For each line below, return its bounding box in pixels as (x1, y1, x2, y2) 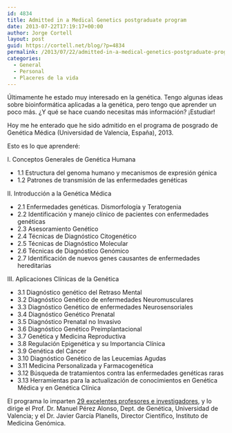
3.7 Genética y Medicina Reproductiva (17, 332, 126, 340)
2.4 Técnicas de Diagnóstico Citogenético (17, 232, 137, 240)
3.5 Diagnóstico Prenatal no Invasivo (17, 318, 122, 326)
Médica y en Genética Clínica (17, 384, 101, 392)
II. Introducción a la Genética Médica (7, 189, 112, 198)
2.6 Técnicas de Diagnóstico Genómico (17, 247, 130, 256)
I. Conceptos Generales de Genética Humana (7, 155, 136, 164)
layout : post (7, 36, 45, 43)
